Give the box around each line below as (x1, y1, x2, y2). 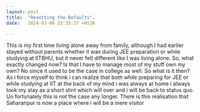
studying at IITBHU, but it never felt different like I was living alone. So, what (6, 55, 194, 62)
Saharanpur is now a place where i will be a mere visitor (6, 99, 144, 107)
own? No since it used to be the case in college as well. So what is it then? (6, 67, 190, 75)
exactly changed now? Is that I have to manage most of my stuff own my (6, 61, 186, 68)
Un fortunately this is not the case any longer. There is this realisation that (6, 93, 189, 100)
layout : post (6, 8, 39, 15)
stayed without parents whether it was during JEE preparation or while (6, 48, 180, 55)
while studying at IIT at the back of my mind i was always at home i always (6, 80, 190, 87)
